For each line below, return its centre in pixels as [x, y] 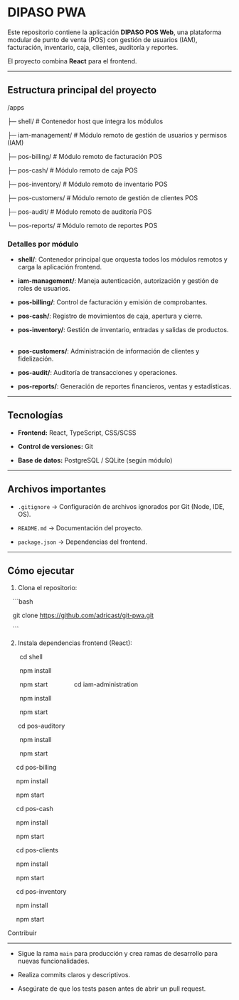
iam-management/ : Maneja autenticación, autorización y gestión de [118, 281]
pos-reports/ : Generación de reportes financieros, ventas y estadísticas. [124, 386]
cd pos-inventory [41, 892]
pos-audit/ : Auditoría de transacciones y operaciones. [97, 373]
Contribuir [22, 933]
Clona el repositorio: [47, 588]
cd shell [31, 657]
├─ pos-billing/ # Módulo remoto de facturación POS [85, 156]
